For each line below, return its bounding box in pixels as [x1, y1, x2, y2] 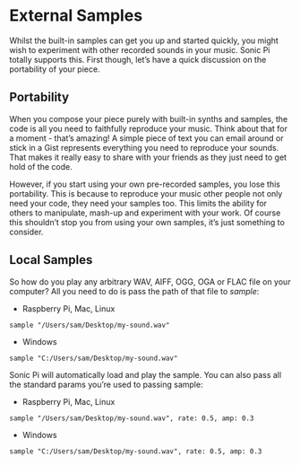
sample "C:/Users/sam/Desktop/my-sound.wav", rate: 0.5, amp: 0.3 [9, 446, 262, 456]
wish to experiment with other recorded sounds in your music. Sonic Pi [9, 44, 270, 55]
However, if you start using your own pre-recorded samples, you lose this [9, 179, 280, 189]
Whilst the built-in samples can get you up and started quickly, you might [9, 35, 279, 46]
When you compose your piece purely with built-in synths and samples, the [9, 113, 288, 124]
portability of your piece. [9, 64, 100, 75]
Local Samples [9, 252, 93, 268]
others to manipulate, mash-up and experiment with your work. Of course [9, 207, 281, 218]
